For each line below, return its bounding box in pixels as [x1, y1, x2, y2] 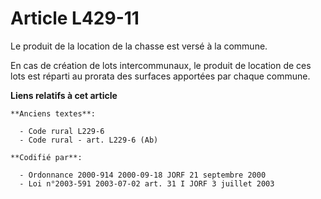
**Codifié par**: [10, 152, 83, 162]
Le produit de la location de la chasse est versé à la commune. [10, 40, 268, 52]
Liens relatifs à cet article [10, 89, 118, 101]
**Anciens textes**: [10, 108, 97, 119]
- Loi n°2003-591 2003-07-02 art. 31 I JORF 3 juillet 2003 [19, 178, 275, 189]
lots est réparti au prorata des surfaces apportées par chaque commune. [10, 70, 311, 82]
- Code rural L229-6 [19, 126, 105, 136]
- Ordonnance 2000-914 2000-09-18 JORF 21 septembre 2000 [19, 170, 267, 180]
